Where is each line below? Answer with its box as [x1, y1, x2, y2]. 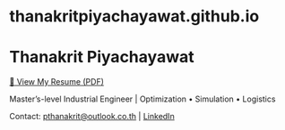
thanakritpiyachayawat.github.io [9, 6, 260, 27]
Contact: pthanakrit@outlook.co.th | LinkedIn [9, 111, 175, 122]
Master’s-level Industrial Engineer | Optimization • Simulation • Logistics [9, 93, 276, 104]
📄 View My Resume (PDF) [9, 77, 105, 87]
